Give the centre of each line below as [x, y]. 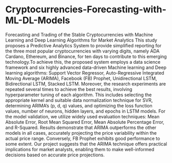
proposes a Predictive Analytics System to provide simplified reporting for [83, 45]
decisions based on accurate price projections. [55, 155]
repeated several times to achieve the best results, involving [69, 89]
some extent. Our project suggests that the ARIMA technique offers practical [86, 144]
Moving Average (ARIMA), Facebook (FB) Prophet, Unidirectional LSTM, [81, 78]
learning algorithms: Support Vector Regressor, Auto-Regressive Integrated [85, 73]
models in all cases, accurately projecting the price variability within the [81, 133]
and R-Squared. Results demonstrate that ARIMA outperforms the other [81, 128]
